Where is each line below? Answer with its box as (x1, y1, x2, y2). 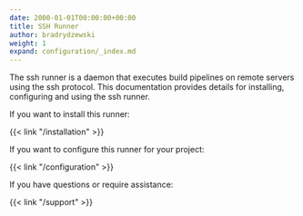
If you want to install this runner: (9, 109, 130, 120)
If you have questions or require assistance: (9, 179, 174, 191)
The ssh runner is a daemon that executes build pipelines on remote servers (9, 72, 295, 83)
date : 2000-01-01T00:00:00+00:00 (9, 13, 136, 23)
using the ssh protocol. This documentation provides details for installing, (9, 82, 285, 93)
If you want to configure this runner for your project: (9, 144, 205, 155)
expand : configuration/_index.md (9, 47, 136, 56)
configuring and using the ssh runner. (9, 92, 150, 103)
